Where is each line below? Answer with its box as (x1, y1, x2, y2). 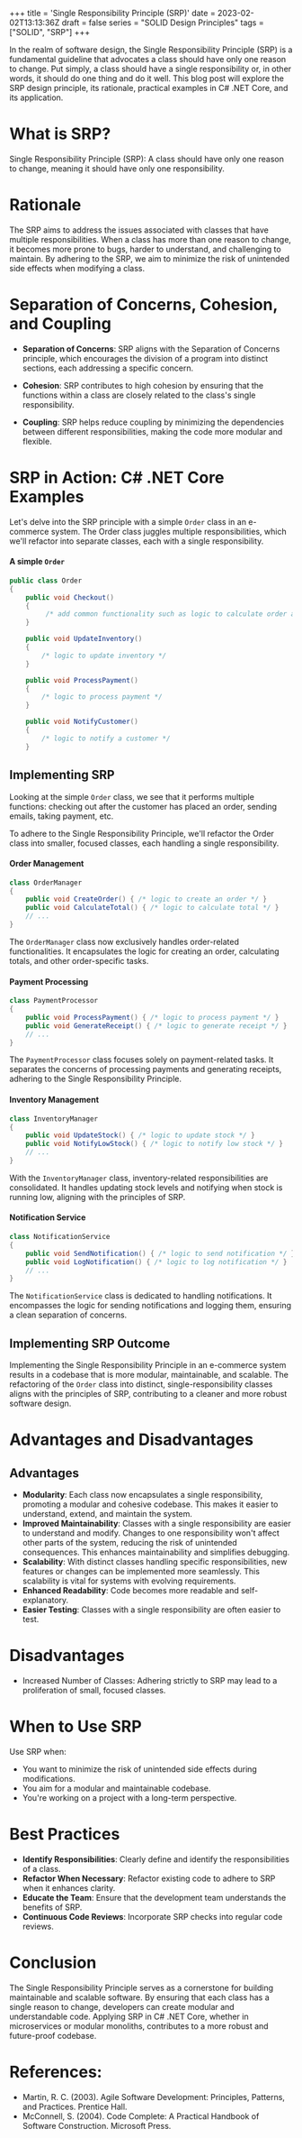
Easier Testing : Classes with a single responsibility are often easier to (22, 1604, 281, 1615)
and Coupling (9, 314, 112, 335)
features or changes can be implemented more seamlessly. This (22, 1566, 261, 1577)
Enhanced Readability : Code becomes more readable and (22, 1585, 240, 1596)
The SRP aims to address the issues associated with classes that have (9, 225, 270, 235)
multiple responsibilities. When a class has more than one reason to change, (9, 234, 292, 244)
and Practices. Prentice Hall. (22, 2101, 128, 2112)
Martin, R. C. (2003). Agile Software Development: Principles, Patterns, (22, 2091, 286, 2102)
